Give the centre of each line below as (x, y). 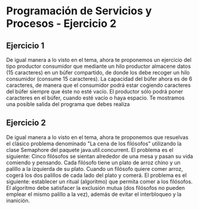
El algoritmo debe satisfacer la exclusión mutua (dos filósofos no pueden (96, 188)
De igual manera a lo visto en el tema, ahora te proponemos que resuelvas (97, 137)
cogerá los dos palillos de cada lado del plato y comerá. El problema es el (97, 175)
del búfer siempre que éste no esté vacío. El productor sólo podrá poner (95, 91)
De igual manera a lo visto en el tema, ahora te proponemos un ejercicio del (99, 60)
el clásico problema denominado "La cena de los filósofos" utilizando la (94, 144)
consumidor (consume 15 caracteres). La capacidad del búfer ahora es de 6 (99, 79)
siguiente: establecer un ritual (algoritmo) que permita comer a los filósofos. (99, 181)
